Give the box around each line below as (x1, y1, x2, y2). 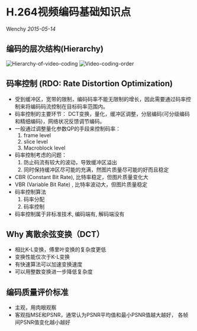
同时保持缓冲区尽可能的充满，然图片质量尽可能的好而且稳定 (23, 166, 169, 173)
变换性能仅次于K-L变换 (14, 254, 70, 261)
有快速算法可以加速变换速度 (14, 261, 83, 268)
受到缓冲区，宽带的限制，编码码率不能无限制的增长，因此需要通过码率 (14, 95, 186, 102)
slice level (23, 138, 49, 145)
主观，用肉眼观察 (14, 304, 57, 311)
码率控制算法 (14, 188, 46, 195)
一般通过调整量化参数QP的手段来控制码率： (14, 125, 121, 132)
